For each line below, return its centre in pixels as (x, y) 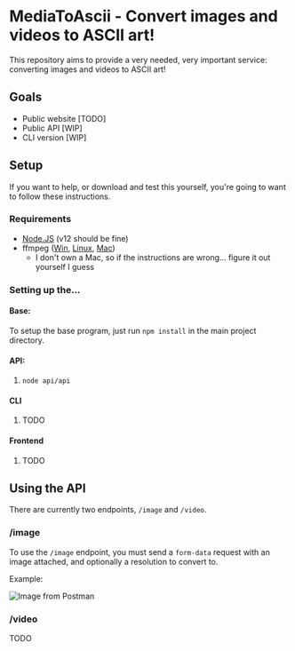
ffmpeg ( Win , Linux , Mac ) (68, 248)
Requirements (40, 219)
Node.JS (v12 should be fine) (75, 238)
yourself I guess (65, 266)
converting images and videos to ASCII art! (88, 69)
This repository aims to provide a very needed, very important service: (139, 60)
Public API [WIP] (52, 128)
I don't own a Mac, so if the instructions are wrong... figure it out (153, 257)
